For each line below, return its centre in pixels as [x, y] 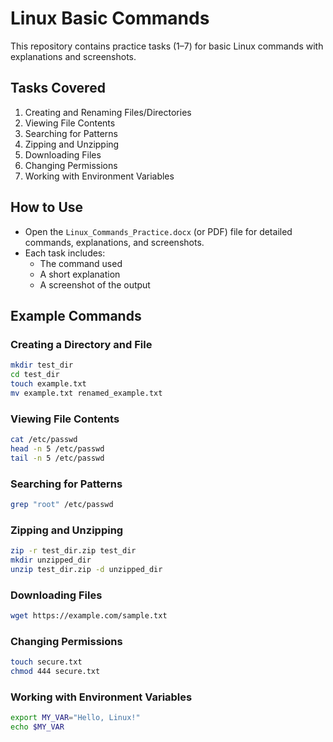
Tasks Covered [58, 88]
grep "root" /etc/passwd [62, 504]
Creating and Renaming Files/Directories [108, 112]
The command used [81, 263]
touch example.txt [48, 384]
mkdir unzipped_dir [51, 560]
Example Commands [76, 315]
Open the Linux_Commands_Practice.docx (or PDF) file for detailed [158, 231]
